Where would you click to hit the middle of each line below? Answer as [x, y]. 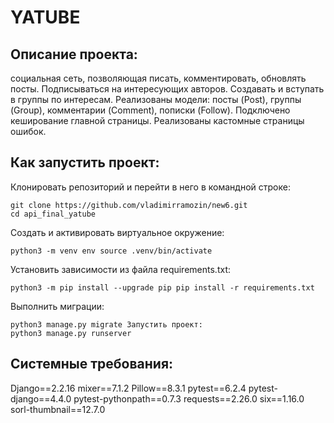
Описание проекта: [74, 54]
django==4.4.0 [41, 398]
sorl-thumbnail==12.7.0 [58, 409]
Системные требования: [92, 364]
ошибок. [28, 131]
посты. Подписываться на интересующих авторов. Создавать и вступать [167, 89]
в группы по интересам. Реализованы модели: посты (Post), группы [156, 99]
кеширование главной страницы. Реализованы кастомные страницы [157, 120]
